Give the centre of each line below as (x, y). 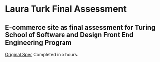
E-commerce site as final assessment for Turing (80, 27)
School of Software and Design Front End (69, 35)
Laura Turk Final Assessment (66, 9)
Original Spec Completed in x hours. (42, 54)
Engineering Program (38, 43)
